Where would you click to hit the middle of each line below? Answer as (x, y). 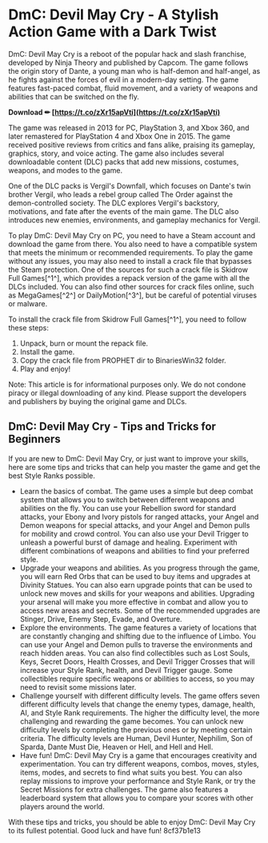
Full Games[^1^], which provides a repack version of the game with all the (129, 278)
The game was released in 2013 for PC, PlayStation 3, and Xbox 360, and (129, 128)
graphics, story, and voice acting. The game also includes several (116, 153)
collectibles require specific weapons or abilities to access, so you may (137, 679)
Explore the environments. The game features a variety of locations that (138, 627)
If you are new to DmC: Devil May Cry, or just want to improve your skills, (128, 458)
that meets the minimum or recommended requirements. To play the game (131, 252)
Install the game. (47, 351)
